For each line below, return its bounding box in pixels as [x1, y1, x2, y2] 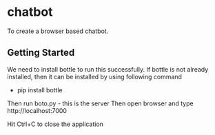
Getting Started [7, 47, 75, 59]
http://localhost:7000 [7, 106, 68, 114]
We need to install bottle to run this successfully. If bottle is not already [7, 65, 209, 73]
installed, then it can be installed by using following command [7, 72, 183, 81]
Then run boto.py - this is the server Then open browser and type [7, 99, 194, 107]
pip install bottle [17, 85, 63, 94]
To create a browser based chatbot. [7, 27, 109, 35]
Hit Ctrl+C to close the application [7, 120, 103, 128]
